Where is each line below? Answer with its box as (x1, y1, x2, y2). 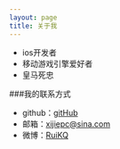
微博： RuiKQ (21, 129, 69, 140)
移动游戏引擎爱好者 (21, 58, 93, 69)
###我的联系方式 (9, 88, 71, 99)
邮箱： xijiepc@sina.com (21, 118, 111, 129)
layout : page (9, 12, 58, 22)
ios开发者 (21, 46, 57, 58)
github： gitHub (21, 107, 78, 118)
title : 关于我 (9, 21, 58, 30)
